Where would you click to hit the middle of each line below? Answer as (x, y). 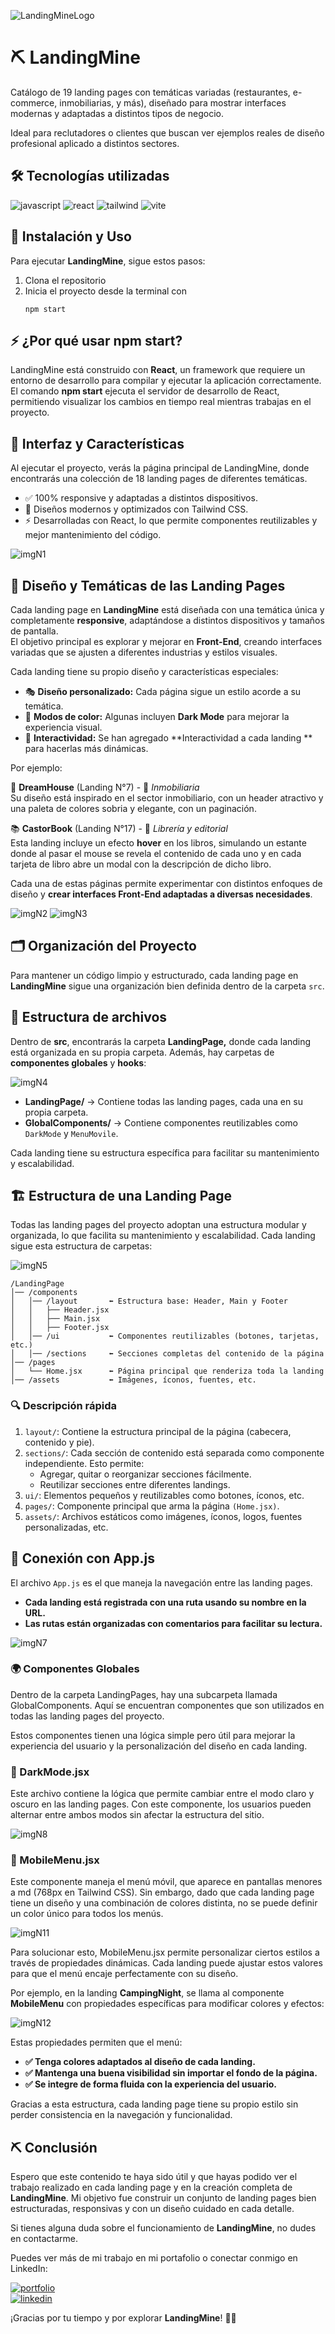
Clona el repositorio (65, 280)
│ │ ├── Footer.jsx (60, 1328)
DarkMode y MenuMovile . (71, 1133)
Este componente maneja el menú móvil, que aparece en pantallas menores (166, 1882)
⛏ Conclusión (54, 2147)
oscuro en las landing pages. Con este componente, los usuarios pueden (161, 1804)
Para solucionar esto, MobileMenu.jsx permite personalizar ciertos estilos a (165, 1952)
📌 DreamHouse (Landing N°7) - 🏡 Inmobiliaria (105, 787)
